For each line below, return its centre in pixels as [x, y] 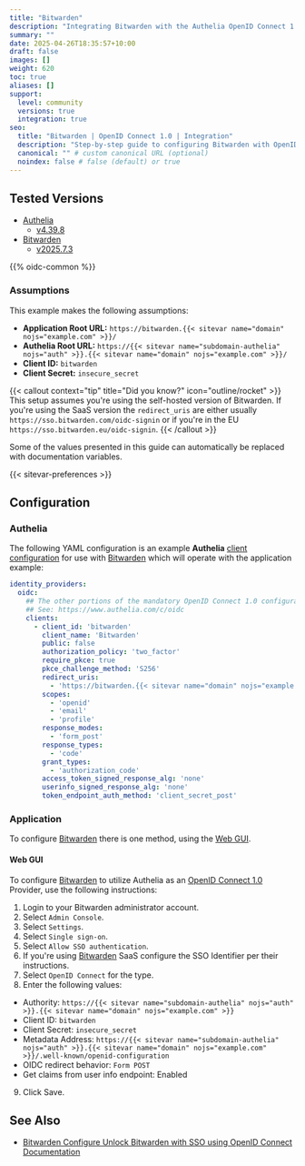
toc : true [28, 77]
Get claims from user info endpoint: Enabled [105, 1074]
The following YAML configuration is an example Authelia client [128, 548]
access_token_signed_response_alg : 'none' [123, 779]
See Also [35, 1120]
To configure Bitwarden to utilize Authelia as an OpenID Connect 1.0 [136, 880]
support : [26, 94]
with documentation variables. [66, 457]
